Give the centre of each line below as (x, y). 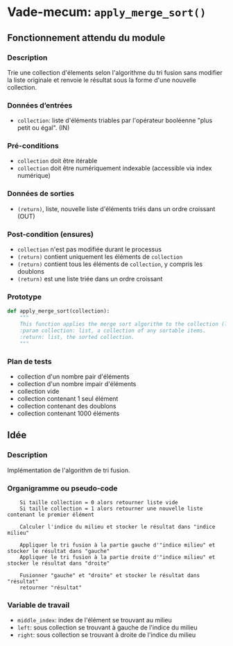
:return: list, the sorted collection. (77, 337)
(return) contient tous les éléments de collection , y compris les (110, 264)
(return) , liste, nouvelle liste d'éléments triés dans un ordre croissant (116, 208)
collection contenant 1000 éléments (68, 413)
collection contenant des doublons (67, 406)
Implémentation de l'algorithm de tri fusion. (69, 470)
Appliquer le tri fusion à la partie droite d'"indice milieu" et (118, 557)
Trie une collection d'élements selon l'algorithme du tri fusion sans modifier (115, 72)
